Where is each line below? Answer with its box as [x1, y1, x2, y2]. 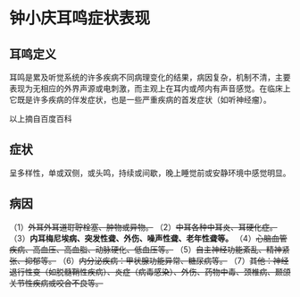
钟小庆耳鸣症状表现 [9, 8, 151, 29]
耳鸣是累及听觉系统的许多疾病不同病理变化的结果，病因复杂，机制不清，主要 [9, 72, 291, 82]
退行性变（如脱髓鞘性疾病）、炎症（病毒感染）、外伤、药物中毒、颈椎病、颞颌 [9, 266, 291, 277]
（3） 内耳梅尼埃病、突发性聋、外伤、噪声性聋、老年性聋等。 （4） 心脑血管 [9, 233, 287, 243]
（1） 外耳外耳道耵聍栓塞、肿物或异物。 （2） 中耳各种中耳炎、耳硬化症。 [9, 221, 279, 233]
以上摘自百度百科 [9, 114, 72, 123]
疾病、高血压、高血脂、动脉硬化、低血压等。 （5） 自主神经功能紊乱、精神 [9, 243, 283, 255]
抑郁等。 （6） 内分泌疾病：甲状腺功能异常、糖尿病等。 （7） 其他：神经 [24, 255, 289, 266]
